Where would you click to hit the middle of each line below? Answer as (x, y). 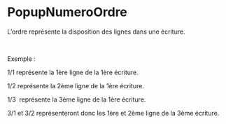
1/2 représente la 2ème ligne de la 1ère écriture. (76, 85)
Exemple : (22, 58)
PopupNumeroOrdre (68, 12)
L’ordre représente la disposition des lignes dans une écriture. (96, 32)
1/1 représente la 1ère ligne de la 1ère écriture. (73, 72)
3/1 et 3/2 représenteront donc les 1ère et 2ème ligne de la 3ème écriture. (113, 113)
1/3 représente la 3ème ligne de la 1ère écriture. (77, 99)
